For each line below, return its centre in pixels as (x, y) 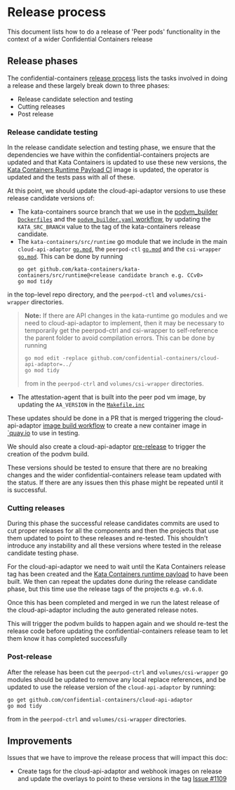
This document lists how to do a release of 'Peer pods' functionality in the (114, 32)
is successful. (27, 490)
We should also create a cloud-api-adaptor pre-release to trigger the (107, 447)
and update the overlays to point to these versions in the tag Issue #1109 (122, 779)
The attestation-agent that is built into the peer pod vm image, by (112, 397)
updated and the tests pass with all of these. (71, 177)
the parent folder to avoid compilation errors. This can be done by (120, 338)
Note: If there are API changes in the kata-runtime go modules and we (126, 315)
